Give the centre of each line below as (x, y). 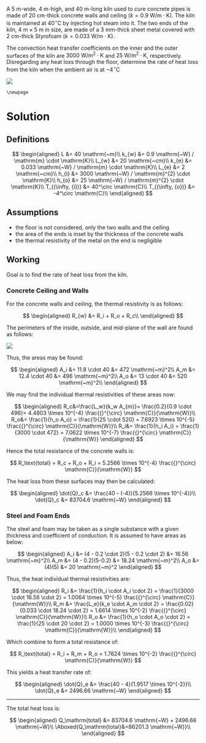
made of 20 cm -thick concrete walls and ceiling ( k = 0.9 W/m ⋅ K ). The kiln (101, 15)
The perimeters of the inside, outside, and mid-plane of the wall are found (100, 328)
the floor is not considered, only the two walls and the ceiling (92, 227)
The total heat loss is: (33, 709)
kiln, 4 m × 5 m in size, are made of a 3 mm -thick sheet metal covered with (101, 29)
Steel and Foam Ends (38, 516)
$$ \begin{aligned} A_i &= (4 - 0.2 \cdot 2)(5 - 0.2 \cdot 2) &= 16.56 (103, 554)
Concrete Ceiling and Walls (48, 290)
